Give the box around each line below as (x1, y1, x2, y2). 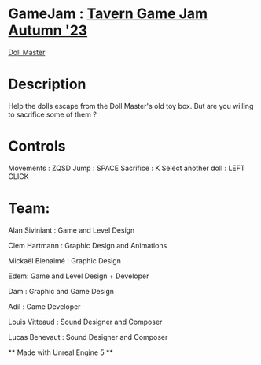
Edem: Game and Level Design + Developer (8, 271, 149, 281)
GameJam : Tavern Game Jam (8, 5, 208, 23)
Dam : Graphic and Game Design (8, 286, 115, 296)
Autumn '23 (8, 21, 88, 39)
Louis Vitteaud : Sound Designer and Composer (8, 317, 163, 326)
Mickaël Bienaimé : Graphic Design (8, 255, 122, 265)
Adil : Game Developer (8, 301, 81, 311)
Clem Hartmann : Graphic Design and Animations (8, 240, 167, 250)
